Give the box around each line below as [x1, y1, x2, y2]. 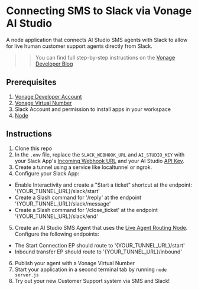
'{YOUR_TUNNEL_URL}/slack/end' [14, 213, 99, 220]
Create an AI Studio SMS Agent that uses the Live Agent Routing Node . [14, 224, 188, 231]
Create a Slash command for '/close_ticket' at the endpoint [14, 206, 158, 213]
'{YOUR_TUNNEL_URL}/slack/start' [14, 187, 100, 194]
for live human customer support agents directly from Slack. [6, 43, 152, 50]
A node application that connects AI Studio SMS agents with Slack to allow [6, 36, 188, 43]
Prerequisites [6, 77, 57, 87]
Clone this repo [14, 145, 52, 152]
